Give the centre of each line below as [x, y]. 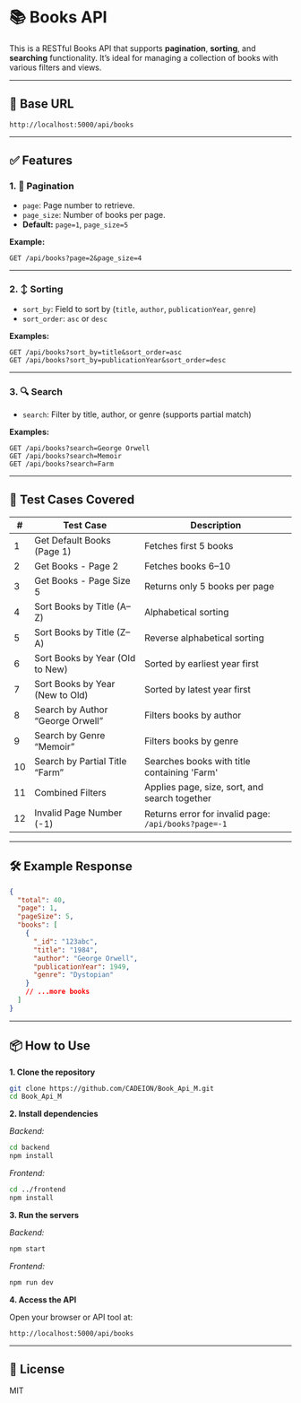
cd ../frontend [38, 1189]
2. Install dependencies [54, 1114]
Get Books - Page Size [83, 580]
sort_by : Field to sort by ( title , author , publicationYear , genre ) [139, 309]
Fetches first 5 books [189, 545]
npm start [28, 1249]
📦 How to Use [50, 1046]
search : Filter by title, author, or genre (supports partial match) [137, 414]
